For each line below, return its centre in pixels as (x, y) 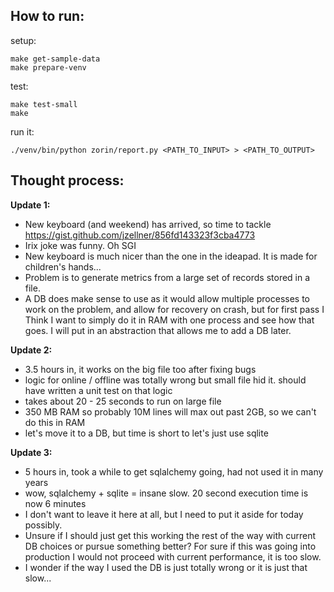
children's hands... (63, 266)
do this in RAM (55, 422)
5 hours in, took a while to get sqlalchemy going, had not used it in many (174, 471)
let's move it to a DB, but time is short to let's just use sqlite (146, 433)
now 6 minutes (55, 503)
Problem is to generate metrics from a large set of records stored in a (167, 277)
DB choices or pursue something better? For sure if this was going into (170, 546)
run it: (22, 131)
